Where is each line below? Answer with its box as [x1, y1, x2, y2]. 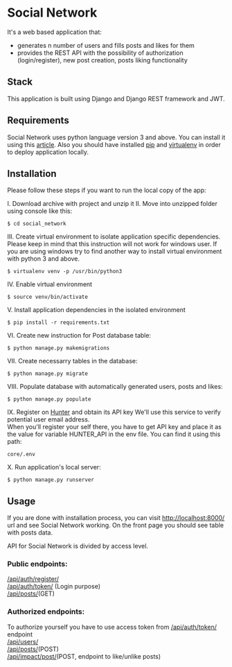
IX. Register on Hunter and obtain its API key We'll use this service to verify [7, 408, 222, 417]
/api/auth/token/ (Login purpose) [7, 582, 101, 591]
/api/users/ [7, 637, 39, 646]
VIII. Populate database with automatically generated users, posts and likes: [7, 383, 223, 391]
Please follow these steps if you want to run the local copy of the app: [7, 186, 206, 195]
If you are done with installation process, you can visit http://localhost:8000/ [7, 514, 225, 522]
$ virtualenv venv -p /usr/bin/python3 [7, 268, 123, 275]
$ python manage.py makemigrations [7, 345, 110, 352]
